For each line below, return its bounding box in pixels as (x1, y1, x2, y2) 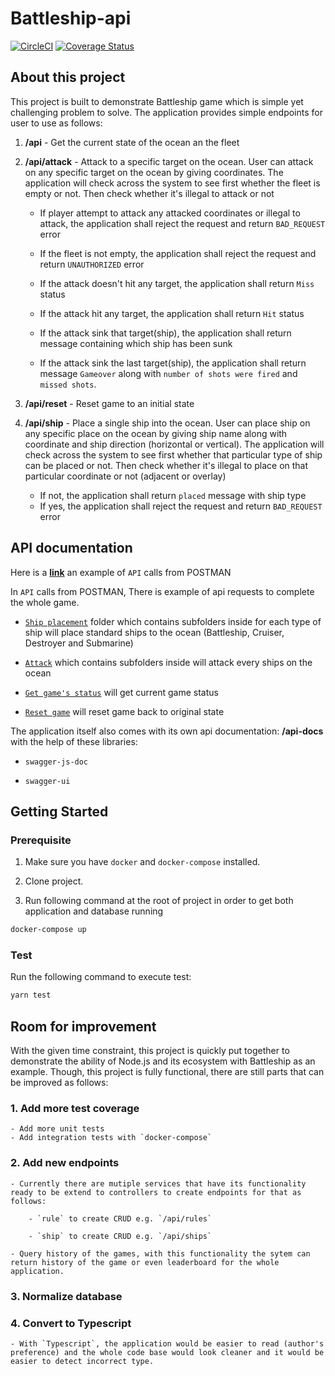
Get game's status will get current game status (24, 686, 219, 698)
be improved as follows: (10, 1077, 109, 1089)
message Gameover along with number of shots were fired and (39, 367, 298, 379)
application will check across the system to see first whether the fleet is (24, 177, 321, 189)
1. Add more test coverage (10, 1102, 140, 1116)
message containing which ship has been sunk (39, 337, 233, 349)
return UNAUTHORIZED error (39, 258, 145, 270)
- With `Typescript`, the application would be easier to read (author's (10, 1338, 325, 1349)
